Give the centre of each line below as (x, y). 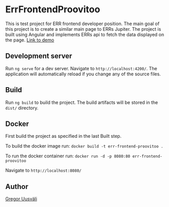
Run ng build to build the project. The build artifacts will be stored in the (82, 102)
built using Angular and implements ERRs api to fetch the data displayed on (85, 34)
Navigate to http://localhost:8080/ (43, 171)
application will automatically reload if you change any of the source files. (83, 74)
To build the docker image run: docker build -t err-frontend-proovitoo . (84, 146)
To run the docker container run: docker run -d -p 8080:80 (68, 156)
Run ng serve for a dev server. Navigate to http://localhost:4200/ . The (81, 68)
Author (17, 186)
